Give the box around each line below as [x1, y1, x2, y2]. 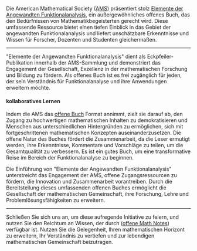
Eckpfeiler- [147, 53, 174, 60]
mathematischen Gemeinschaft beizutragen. [6, 239, 113, 246]
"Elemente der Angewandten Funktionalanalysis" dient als [6, 53, 146, 60]
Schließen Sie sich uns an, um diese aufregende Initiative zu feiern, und [6, 213, 179, 221]
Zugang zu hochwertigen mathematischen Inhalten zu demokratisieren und [6, 117, 188, 124]
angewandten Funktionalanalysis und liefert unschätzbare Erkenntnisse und [6, 30, 189, 37]
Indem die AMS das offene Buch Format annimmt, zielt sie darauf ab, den [6, 111, 183, 118]
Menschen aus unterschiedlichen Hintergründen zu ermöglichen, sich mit [6, 123, 184, 130]
